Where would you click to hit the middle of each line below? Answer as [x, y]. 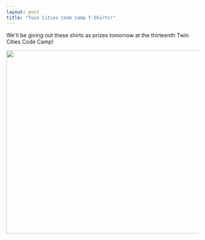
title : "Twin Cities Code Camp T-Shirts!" [61, 18]
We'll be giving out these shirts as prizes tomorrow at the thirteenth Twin [98, 35]
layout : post [23, 12]
